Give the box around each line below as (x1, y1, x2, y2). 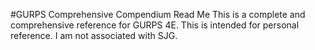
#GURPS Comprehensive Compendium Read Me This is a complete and (10, 9, 306, 20)
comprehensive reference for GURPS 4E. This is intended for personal (10, 19, 300, 31)
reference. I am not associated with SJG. (10, 30, 178, 41)
